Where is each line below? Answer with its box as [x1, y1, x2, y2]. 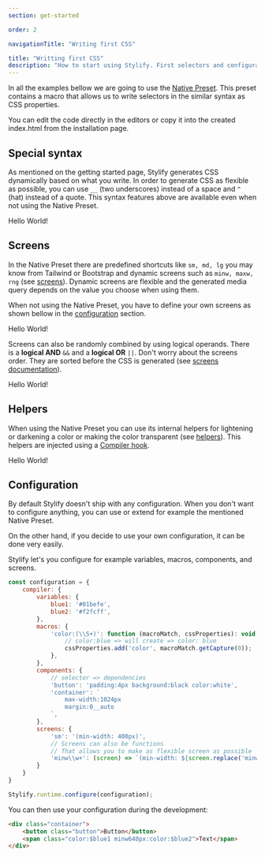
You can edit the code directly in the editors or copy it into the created [8, 115, 236, 125]
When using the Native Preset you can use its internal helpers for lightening [8, 423, 254, 433]
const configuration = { [8, 579, 90, 587]
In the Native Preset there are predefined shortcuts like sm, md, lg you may [8, 259, 254, 269]
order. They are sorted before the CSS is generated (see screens [8, 356, 219, 365]
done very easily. [8, 539, 65, 549]
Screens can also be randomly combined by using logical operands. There [8, 339, 250, 348]
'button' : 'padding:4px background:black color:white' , [50, 681, 238, 689]
